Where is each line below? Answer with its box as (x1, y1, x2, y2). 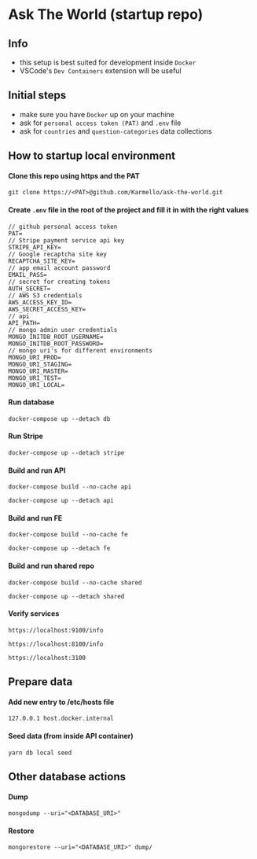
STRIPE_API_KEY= (8, 243, 61, 251)
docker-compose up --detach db (8, 415, 111, 422)
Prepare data (8, 675, 73, 689)
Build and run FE (8, 513, 63, 522)
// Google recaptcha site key (8, 250, 108, 258)
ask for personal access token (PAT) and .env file (19, 118, 182, 127)
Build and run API (8, 466, 66, 475)
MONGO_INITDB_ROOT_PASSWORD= (8, 340, 104, 348)
